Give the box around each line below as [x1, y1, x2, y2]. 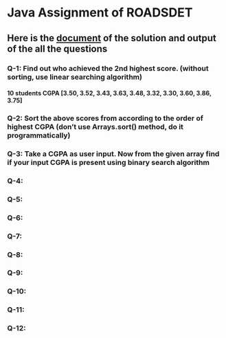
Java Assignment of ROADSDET [7, 5, 193, 21]
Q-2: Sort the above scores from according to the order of [7, 113, 204, 123]
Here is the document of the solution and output [7, 32, 216, 44]
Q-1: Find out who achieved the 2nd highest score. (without [7, 63, 209, 73]
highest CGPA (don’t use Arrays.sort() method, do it [7, 122, 184, 132]
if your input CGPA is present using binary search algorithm [7, 157, 210, 167]
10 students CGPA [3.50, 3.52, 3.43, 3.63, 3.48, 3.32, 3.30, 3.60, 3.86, [7, 89, 212, 98]
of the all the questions [7, 43, 108, 54]
